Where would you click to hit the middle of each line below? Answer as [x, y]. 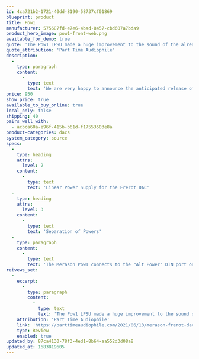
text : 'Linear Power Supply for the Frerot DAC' [89, 187]
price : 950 [20, 94]
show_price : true [28, 99]
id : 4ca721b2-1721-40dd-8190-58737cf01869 [59, 12]
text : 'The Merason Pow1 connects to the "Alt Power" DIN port [107, 265]
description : [22, 56]
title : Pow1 [21, 22]
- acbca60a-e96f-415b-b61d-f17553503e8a [62, 127]
